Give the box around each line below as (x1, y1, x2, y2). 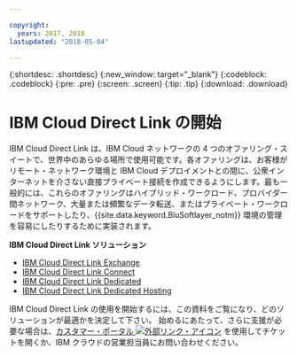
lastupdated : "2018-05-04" (9, 37, 109, 46)
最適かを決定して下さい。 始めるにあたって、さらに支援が (63, 315, 275, 326)
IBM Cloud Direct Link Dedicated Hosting (21, 285, 172, 297)
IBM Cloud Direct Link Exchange (21, 258, 140, 268)
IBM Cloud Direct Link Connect (21, 267, 136, 277)
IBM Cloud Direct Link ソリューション (9, 240, 147, 251)
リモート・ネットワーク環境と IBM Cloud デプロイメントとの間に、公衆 (9, 166, 269, 176)
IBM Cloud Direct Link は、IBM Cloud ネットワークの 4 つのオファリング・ (9, 143, 280, 154)
